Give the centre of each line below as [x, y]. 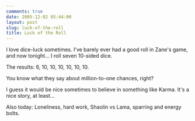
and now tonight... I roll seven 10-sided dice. [59, 56]
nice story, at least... [30, 96]
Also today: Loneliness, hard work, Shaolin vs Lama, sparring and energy [94, 107]
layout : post [22, 22]
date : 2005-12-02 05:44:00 [39, 17]
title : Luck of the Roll [36, 33]
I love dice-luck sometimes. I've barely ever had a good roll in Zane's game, [97, 49]
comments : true [25, 11]
